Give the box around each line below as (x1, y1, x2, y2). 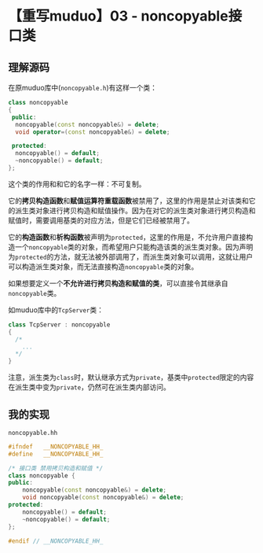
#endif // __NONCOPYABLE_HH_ (8, 536, 104, 545)
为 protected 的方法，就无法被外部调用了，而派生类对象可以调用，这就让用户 (8, 252, 254, 261)
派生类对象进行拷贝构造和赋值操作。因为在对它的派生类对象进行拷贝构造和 (14, 205, 256, 215)
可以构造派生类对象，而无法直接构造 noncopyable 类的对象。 (8, 261, 199, 271)
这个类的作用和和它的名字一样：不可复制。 (8, 179, 146, 189)
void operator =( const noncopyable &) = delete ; (15, 127, 170, 136)
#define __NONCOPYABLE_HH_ (8, 450, 104, 458)
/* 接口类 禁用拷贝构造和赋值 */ (8, 464, 104, 472)
